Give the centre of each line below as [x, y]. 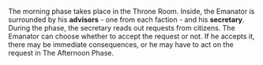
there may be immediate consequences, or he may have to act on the [121, 45]
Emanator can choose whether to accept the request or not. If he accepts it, [131, 36]
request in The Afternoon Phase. [61, 53]
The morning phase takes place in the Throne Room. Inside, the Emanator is [131, 11]
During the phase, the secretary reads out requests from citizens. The [122, 28]
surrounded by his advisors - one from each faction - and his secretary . [126, 20]
